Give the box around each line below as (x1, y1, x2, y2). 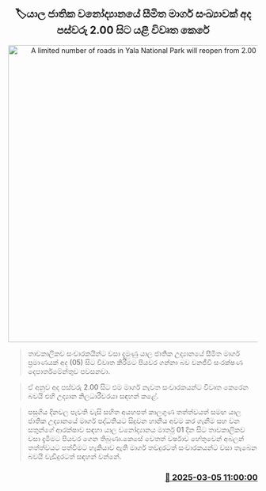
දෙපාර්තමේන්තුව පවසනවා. (27, 366, 111, 375)
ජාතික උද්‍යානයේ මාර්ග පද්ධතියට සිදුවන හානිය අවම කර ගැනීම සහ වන (27, 416, 240, 425)
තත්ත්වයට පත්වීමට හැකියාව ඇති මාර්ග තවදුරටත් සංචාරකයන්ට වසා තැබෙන (27, 443, 257, 452)
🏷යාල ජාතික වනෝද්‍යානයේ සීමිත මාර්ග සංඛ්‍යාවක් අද (14, 7, 252, 21)
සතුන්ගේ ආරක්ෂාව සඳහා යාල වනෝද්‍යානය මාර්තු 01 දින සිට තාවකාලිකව (27, 424, 245, 434)
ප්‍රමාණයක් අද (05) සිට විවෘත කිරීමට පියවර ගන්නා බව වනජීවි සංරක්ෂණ (27, 357, 243, 367)
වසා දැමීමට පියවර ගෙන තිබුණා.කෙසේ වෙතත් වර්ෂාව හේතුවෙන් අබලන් (27, 433, 245, 443)
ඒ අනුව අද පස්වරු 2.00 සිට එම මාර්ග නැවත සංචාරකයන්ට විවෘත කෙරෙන (27, 382, 249, 391)
